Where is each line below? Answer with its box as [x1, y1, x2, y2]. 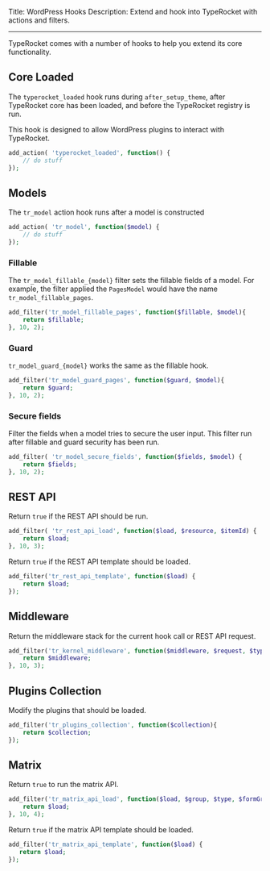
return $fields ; [22, 460, 78, 469]
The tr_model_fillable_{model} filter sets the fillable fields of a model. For [8, 276, 255, 285]
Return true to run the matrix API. [8, 780, 119, 790]
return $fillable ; [22, 316, 84, 324]
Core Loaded [8, 70, 75, 84]
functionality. [8, 48, 52, 56]
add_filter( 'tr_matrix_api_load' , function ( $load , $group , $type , [8, 795, 235, 803]
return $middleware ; [22, 654, 92, 662]
